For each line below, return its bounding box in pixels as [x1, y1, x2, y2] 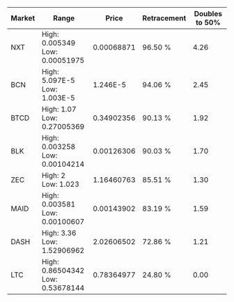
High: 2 [41, 171, 66, 180]
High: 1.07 [41, 105, 77, 114]
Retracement [142, 13, 187, 23]
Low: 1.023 [41, 179, 80, 189]
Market [10, 13, 36, 23]
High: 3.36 [41, 228, 77, 238]
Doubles [194, 9, 223, 18]
